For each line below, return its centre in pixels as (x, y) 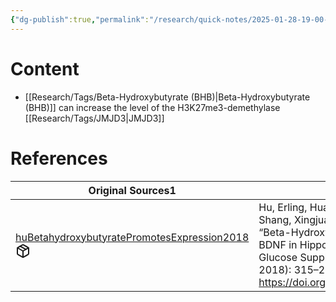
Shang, (275, 219)
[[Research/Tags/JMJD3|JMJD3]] (94, 118)
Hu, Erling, (283, 207)
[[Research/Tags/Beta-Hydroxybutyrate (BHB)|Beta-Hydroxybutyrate (167, 97)
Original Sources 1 (132, 190)
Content (45, 68)
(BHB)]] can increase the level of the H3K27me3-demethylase (152, 107)
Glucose (278, 257)
